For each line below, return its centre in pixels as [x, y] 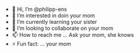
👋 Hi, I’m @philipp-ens [39, 9]
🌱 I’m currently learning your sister [54, 22]
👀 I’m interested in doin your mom [53, 15]
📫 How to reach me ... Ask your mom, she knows [73, 35]
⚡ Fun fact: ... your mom [41, 44]
